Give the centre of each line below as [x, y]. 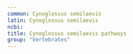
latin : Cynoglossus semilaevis [53, 20]
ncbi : [15, 27]
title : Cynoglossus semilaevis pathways [67, 33]
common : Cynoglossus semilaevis [54, 14]
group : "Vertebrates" [39, 40]
